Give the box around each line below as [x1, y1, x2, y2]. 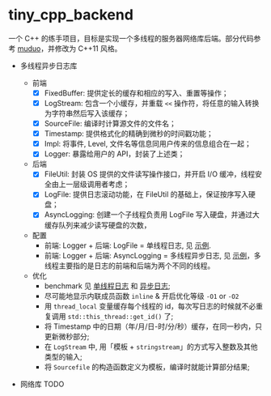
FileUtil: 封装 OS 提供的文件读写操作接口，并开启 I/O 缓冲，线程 [44, 169, 256, 179]
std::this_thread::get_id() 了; [67, 311, 174, 321]
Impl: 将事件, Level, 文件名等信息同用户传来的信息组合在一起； [44, 139, 252, 149]
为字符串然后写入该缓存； [44, 109, 130, 118]
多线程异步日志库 [19, 61, 78, 70]
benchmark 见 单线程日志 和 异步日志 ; [44, 281, 171, 291]
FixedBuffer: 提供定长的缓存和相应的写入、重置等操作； [44, 87, 229, 98]
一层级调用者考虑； [66, 180, 130, 189]
